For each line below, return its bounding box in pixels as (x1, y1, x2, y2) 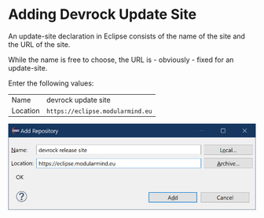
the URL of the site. (8, 39, 71, 49)
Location (11, 106, 40, 115)
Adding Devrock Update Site (8, 5, 197, 24)
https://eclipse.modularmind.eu (46, 107, 152, 115)
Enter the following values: (8, 78, 94, 88)
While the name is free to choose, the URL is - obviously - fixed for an (8, 55, 234, 64)
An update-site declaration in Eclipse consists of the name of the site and (8, 31, 246, 41)
